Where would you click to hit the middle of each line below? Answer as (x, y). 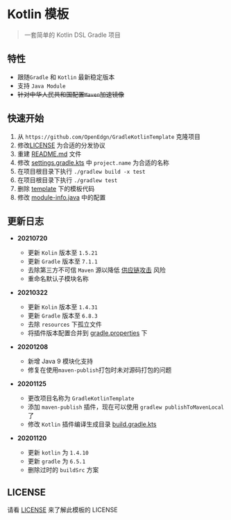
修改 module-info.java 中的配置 (61, 197)
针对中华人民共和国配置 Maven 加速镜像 (71, 94)
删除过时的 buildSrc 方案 (63, 470)
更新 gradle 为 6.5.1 (57, 461)
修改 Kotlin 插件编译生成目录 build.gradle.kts (92, 424)
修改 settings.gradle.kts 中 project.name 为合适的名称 (93, 162)
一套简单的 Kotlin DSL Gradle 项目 (72, 35)
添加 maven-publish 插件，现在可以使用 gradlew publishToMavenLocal (126, 407)
